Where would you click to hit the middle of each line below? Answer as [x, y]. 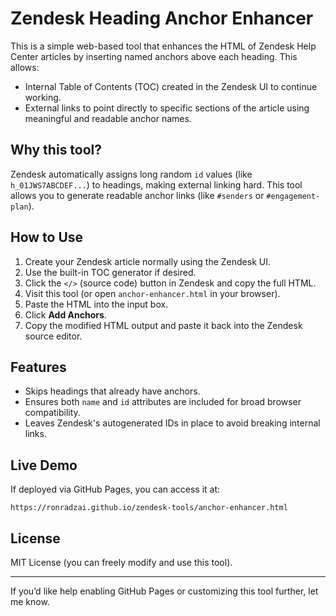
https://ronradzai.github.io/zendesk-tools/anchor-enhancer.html [149, 508]
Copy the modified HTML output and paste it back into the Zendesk [163, 325]
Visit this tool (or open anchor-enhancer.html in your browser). [152, 293]
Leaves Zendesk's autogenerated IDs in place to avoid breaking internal [172, 423]
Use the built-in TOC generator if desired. [110, 272]
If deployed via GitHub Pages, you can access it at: [115, 489]
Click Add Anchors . [65, 314]
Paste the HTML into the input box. [96, 304]
